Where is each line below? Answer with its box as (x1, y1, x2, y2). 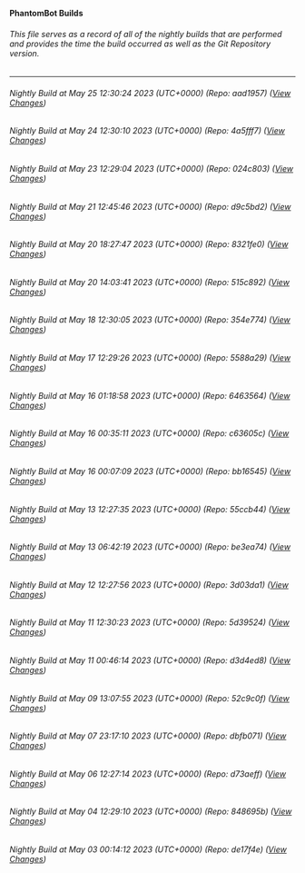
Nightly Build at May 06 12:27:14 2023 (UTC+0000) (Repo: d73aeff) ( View (9, 768, 287, 779)
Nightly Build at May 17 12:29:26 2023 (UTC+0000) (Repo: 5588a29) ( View (9, 352, 291, 363)
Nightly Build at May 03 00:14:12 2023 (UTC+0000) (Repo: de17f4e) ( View (9, 844, 288, 855)
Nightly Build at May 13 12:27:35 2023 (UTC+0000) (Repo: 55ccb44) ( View (9, 503, 290, 514)
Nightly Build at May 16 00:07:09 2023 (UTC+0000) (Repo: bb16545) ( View (9, 465, 291, 476)
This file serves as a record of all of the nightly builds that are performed (9, 28, 283, 39)
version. (9, 47, 40, 58)
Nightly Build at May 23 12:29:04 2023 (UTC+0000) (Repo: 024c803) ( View (9, 164, 293, 174)
